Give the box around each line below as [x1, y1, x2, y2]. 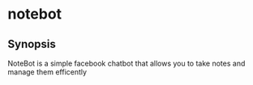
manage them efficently [7, 67, 87, 77]
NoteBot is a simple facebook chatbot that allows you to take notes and [7, 58, 246, 68]
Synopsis [7, 37, 56, 51]
